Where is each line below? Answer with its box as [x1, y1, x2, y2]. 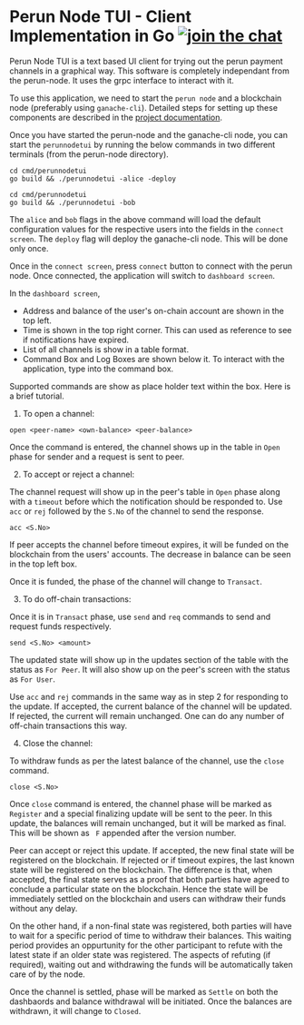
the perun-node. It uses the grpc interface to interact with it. [9, 74, 234, 85]
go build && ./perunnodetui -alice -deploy [9, 174, 177, 183]
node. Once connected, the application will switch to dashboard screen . [9, 270, 275, 281]
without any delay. [9, 902, 78, 913]
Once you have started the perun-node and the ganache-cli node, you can [9, 129, 289, 140]
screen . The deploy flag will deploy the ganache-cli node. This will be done [9, 233, 289, 244]
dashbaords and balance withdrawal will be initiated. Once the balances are [9, 996, 292, 1007]
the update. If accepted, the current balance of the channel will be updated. [9, 701, 292, 712]
